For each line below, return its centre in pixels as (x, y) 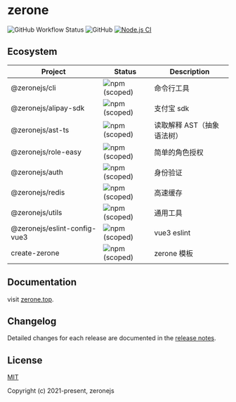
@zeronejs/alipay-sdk (48, 108)
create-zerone (35, 253)
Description (190, 71)
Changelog (32, 321)
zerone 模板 (173, 253)
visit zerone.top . (31, 299)
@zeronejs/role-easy (46, 152)
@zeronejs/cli (33, 88)
